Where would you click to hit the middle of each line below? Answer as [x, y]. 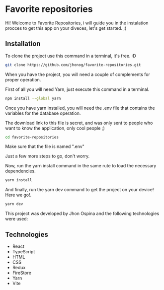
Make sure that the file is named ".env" [45, 146]
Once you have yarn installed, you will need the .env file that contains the [80, 108]
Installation [23, 44]
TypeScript [24, 251]
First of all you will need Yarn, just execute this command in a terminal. [77, 89]
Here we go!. [18, 195]
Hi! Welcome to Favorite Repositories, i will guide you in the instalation [77, 23]
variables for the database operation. [43, 113]
